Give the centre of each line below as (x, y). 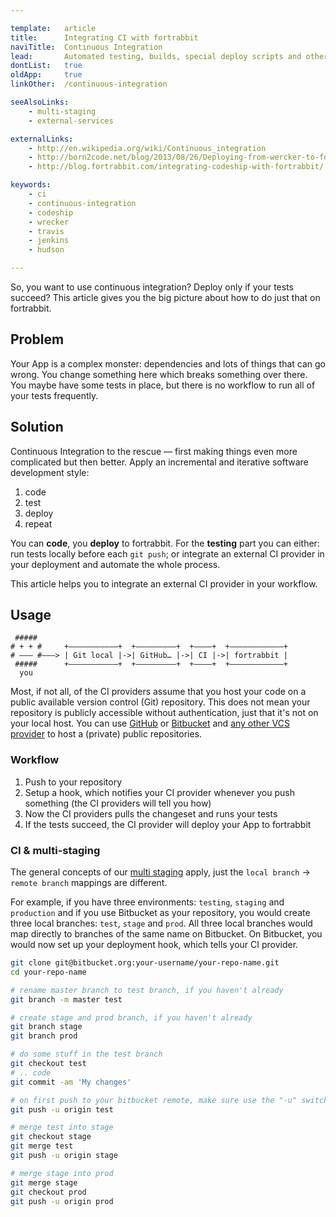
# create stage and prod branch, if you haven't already (131, 1017)
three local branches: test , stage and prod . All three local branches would (161, 923)
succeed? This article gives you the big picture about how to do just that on (165, 297)
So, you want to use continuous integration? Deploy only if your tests (152, 287)
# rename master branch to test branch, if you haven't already (147, 990)
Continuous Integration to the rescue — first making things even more (154, 451)
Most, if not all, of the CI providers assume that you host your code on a (158, 692)
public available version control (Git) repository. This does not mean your (160, 702)
